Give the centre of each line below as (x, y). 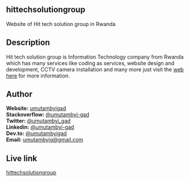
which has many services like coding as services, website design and (90, 63)
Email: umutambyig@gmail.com (45, 140)
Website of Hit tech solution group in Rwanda (61, 24)
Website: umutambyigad (36, 108)
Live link (21, 158)
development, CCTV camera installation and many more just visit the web (95, 69)
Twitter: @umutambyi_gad (38, 121)
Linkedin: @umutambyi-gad (40, 127)
